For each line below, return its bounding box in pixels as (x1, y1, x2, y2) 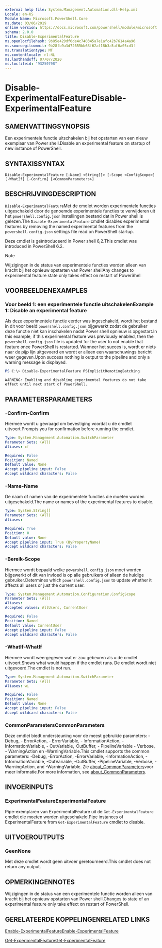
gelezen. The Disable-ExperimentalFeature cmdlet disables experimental (5, 218, 149, 224)
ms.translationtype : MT (5, 48, 53, 53)
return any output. (5, 864, 41, 870)
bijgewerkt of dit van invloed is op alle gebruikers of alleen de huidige (5, 572, 144, 578)
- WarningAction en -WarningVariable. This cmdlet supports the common (5, 748, 149, 754)
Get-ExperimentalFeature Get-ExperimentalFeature (5, 938, 106, 944)
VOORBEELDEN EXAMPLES (5, 286, 88, 295)
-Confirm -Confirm (5, 409, 49, 416)
